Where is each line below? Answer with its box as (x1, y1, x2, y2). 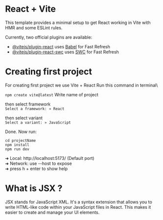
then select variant (5, 115, 43, 121)
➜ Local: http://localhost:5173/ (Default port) (5, 155, 94, 161)
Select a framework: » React (5, 106, 65, 111)
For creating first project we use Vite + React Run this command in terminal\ (5, 82, 158, 88)
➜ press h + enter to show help (5, 165, 68, 172)
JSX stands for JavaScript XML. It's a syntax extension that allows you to (5, 199, 153, 205)
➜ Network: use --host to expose (5, 160, 72, 166)
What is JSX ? (5, 183, 63, 194)
